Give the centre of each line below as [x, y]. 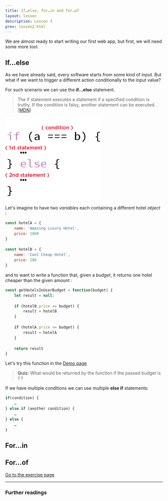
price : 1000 [26, 234]
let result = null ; [34, 295]
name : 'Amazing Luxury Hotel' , [47, 228]
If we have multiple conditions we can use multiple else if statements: [77, 388]
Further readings [26, 492]
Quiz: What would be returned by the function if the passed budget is [89, 373]
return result [29, 348]
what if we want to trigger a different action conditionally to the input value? [83, 80]
